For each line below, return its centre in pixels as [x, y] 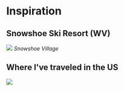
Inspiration [34, 11]
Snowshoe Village [36, 49]
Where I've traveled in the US [62, 67]
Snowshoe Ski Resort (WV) [58, 33]
